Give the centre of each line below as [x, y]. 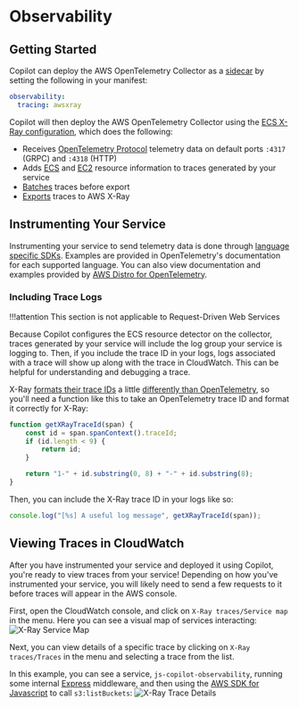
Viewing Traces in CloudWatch [97, 543]
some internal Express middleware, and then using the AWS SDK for [134, 683]
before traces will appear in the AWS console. [93, 593]
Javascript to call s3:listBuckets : [71, 693]
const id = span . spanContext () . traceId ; [101, 433]
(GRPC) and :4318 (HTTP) [70, 158]
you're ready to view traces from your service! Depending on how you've [144, 574]
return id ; [62, 449]
